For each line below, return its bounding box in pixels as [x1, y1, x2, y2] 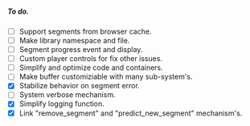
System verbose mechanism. [18, 90, 116, 100]
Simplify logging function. [18, 99, 105, 108]
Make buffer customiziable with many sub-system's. [18, 72, 194, 82]
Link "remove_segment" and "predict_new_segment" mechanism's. [18, 108, 243, 118]
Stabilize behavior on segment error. [18, 81, 140, 91]
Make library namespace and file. [18, 36, 130, 46]
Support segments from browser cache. [18, 26, 152, 36]
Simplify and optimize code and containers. [18, 63, 164, 72]
